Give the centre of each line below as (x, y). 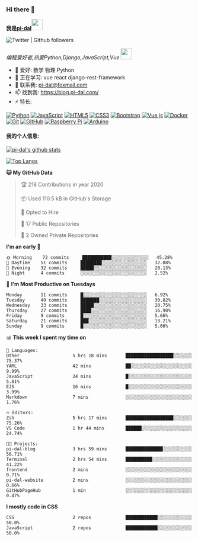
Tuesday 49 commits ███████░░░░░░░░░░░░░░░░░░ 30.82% (88, 300)
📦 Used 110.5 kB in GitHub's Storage (66, 199)
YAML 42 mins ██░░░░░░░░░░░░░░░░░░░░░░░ (99, 366)
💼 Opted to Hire (40, 212)
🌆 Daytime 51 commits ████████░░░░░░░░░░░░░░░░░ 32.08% (88, 263)
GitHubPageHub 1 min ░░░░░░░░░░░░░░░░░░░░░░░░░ (99, 490)
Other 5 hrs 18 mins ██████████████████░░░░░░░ (99, 356)
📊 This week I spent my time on (46, 337)
